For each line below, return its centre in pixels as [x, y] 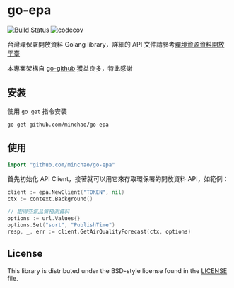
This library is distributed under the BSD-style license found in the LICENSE [117, 270]
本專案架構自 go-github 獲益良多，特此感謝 [70, 68]
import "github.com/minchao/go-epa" [61, 165]
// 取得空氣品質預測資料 [39, 212]
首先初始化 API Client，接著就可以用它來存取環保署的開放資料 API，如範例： [118, 179]
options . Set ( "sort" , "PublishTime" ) [61, 225]
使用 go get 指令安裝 [37, 111]
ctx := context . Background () [50, 199]
